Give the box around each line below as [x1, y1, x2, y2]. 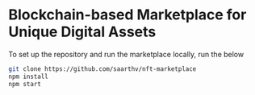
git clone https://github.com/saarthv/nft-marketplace [8, 64, 197, 73]
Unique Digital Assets [8, 23, 157, 41]
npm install [8, 72, 48, 81]
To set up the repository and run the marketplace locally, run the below [8, 49, 245, 59]
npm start [8, 80, 42, 88]
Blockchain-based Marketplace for [8, 6, 247, 24]
